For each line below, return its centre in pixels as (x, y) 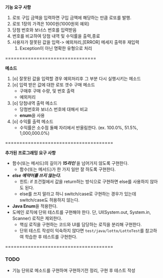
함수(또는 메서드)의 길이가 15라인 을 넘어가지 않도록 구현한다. (70, 163)
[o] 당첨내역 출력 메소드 (35, 103)
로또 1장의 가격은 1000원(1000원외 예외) (51, 24)
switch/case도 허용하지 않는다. (50, 200)
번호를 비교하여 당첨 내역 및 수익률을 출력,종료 (56, 36)
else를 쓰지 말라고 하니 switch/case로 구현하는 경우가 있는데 (78, 194)
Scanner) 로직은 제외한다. (37, 218)
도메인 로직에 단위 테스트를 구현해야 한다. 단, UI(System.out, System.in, (81, 212)
